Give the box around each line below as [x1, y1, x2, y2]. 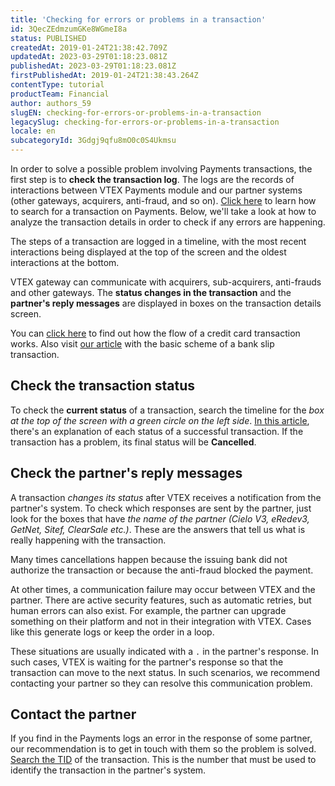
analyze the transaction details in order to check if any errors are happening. [10, 216, 326, 228]
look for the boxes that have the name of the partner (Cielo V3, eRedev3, [10, 512, 310, 525]
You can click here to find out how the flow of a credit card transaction [10, 327, 301, 339]
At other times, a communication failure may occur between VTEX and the [10, 583, 316, 595]
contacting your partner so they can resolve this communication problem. [10, 677, 313, 689]
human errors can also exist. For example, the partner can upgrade [10, 604, 287, 616]
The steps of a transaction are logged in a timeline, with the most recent [10, 236, 307, 247]
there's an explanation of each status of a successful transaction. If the [10, 425, 304, 437]
